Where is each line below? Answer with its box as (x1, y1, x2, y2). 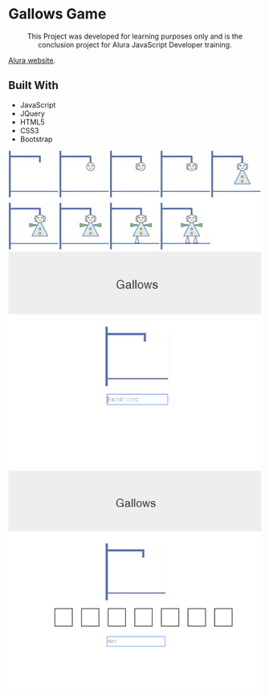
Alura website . (8, 55, 56, 65)
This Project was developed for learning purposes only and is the (26, 31, 243, 41)
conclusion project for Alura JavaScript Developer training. (38, 39, 232, 49)
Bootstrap (19, 134, 53, 144)
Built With (8, 79, 59, 92)
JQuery (19, 108, 46, 118)
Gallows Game (8, 5, 107, 23)
